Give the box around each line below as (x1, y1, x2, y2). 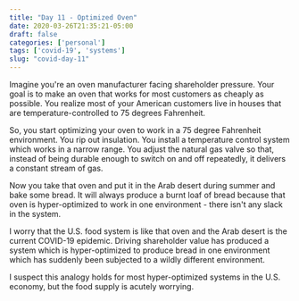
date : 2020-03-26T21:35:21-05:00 (9, 21, 134, 30)
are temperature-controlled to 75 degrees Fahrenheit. (9, 108, 206, 118)
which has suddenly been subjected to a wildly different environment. (9, 255, 266, 264)
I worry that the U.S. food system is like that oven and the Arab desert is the (9, 226, 287, 237)
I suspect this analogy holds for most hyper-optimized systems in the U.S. (9, 272, 281, 282)
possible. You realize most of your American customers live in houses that (9, 98, 282, 108)
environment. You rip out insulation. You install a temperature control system (9, 135, 290, 145)
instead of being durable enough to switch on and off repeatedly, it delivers (9, 154, 287, 163)
